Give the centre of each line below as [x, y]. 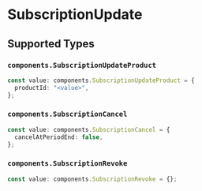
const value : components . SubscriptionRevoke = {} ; [92, 179]
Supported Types [51, 44]
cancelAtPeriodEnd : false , [59, 137]
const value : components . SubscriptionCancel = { [89, 129]
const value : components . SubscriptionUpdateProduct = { [101, 81]
